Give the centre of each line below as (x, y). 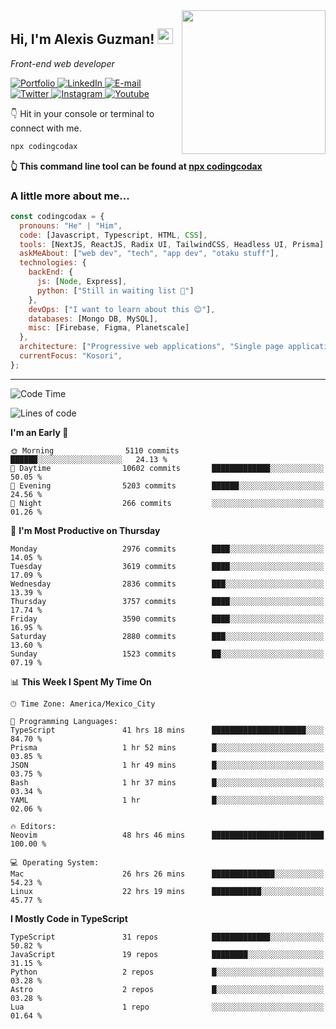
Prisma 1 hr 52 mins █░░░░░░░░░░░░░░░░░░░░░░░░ (167, 747)
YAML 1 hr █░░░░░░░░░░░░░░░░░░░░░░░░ (167, 800)
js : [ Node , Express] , (82, 282)
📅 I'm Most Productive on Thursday (85, 530)
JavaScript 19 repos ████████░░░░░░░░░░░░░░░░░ (167, 954)
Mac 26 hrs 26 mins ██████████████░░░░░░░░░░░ (167, 874)
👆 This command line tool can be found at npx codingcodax (136, 166)
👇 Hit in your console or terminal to (82, 113)
